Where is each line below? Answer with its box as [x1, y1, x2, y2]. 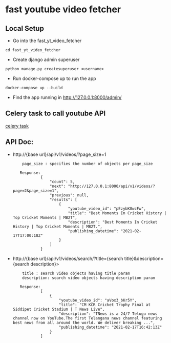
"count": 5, [49, 179, 75, 184]
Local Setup [5, 24, 45, 33]
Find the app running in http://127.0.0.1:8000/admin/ [12, 94, 122, 100]
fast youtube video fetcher [5, 4, 121, 15]
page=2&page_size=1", [12, 188, 59, 193]
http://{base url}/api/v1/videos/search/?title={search [12, 255, 123, 261]
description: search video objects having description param [22, 275, 155, 280]
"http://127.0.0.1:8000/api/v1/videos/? [68, 184, 155, 189]
